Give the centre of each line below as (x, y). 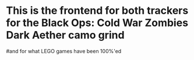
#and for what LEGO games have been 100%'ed (64, 51)
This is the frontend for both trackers (97, 11)
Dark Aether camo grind (65, 35)
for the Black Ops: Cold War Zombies (97, 23)
